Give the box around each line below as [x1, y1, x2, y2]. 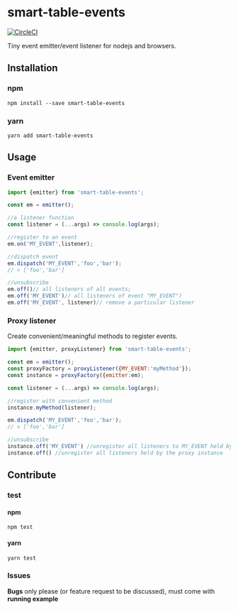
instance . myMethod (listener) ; [7, 404, 97, 411]
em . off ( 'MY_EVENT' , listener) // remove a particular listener [7, 299, 195, 306]
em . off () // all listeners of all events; [7, 285, 132, 293]
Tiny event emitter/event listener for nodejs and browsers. [7, 41, 177, 50]
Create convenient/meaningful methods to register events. [7, 332, 178, 341]
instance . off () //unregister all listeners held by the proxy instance [7, 449, 223, 457]
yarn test [7, 555, 37, 562]
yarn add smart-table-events [7, 132, 93, 139]
